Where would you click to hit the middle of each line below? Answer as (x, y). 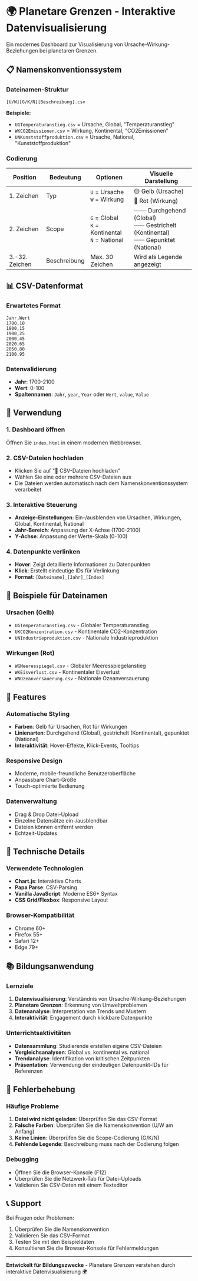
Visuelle (161, 173)
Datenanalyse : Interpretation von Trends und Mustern (80, 1011)
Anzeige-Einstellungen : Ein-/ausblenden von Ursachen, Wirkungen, (98, 517)
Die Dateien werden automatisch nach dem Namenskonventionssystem (101, 483)
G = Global (105, 218)
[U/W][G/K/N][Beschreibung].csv (46, 102)
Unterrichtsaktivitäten (39, 1033)
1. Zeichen (24, 196)
